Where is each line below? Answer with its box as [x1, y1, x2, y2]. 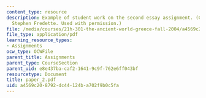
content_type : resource [6, 9, 67, 15]
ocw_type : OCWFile [6, 49, 53, 55]
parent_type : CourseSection [6, 60, 78, 66]
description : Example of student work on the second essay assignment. [6, 15, 193, 21]
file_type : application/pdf [6, 32, 78, 38]
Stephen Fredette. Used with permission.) [12, 20, 122, 26]
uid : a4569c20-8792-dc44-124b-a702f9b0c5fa [6, 83, 120, 89]
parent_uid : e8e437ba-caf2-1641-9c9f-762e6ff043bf [6, 65, 139, 72]
